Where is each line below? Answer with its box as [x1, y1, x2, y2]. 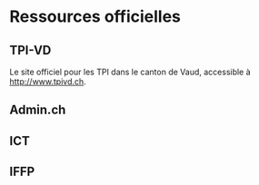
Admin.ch [9, 102, 66, 118]
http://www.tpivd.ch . [9, 76, 86, 87]
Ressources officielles [9, 6, 182, 27]
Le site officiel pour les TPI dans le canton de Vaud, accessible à [9, 66, 252, 77]
